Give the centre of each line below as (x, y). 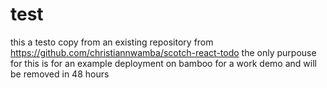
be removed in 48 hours (60, 74)
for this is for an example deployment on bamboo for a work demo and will (163, 63)
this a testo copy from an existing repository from (112, 42)
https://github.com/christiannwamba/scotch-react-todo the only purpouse (163, 52)
